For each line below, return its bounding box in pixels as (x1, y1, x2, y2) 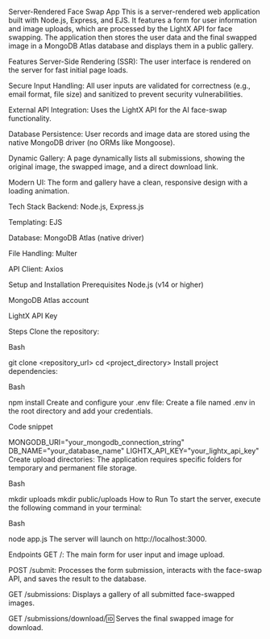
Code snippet (8, 422, 54, 431)
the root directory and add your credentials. (8, 406, 153, 416)
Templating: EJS (8, 218, 63, 226)
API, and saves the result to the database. (8, 574, 147, 583)
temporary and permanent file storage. (8, 463, 137, 472)
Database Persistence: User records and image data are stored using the (8, 129, 251, 139)
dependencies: (8, 367, 58, 376)
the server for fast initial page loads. (8, 65, 129, 75)
